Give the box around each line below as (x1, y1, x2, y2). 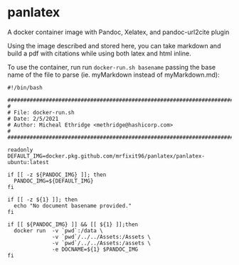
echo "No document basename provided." (14, 202, 132, 210)
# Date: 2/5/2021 (7, 115, 59, 122)
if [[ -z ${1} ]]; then (7, 196, 78, 203)
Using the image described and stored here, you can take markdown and (7, 41, 221, 50)
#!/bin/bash (7, 84, 43, 91)
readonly (7, 146, 33, 153)
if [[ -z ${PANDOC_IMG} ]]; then (7, 171, 107, 178)
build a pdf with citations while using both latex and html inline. (7, 49, 192, 58)
